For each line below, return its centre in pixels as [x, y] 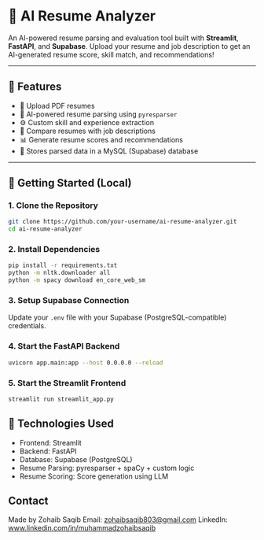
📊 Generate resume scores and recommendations [101, 139]
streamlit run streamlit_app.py [61, 399]
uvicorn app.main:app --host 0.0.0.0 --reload [86, 362]
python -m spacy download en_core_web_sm [77, 280]
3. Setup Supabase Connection [69, 301]
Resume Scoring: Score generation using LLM [94, 476]
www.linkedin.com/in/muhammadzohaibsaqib [82, 528]
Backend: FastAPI [48, 451]
